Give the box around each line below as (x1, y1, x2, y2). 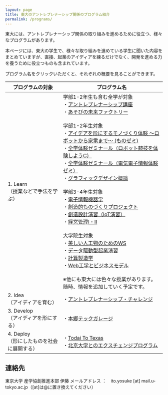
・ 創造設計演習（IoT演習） (63, 211, 125, 218)
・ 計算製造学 (63, 255, 93, 262)
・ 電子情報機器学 (63, 196, 103, 203)
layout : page (5, 7, 32, 12)
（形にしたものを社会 (7, 338, 58, 345)
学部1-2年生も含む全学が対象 (63, 93, 133, 100)
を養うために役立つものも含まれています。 (5, 60, 92, 66)
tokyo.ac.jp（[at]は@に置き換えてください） (5, 384, 96, 390)
